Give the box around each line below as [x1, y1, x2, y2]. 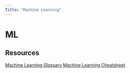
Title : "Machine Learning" [5, 7, 61, 12]
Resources [5, 48, 39, 57]
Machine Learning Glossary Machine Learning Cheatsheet [5, 62, 125, 68]
